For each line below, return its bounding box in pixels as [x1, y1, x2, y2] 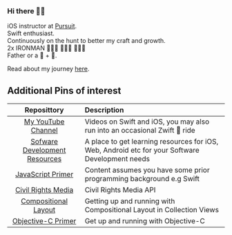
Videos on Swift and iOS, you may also [84, 117, 209, 126]
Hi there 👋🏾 [7, 6, 46, 16]
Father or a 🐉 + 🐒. [7, 51, 57, 59]
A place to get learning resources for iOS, [84, 137, 219, 147]
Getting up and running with [84, 196, 175, 206]
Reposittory [24, 105, 64, 115]
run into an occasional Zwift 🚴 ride [84, 126, 195, 135]
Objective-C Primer [12, 216, 77, 226]
